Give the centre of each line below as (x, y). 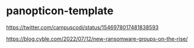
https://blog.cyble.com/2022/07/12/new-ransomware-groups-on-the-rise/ (97, 39)
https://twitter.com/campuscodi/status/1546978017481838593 (82, 27)
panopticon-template (60, 11)
